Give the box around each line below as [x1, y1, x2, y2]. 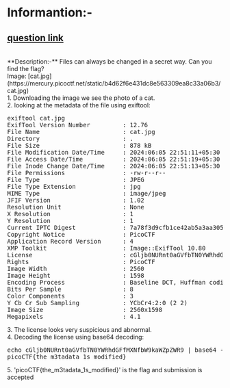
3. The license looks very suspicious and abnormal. [7, 326, 152, 333]
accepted [7, 373, 34, 381]
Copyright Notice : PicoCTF [7, 231, 155, 238]
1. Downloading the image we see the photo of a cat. [7, 94, 155, 102]
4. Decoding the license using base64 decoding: [7, 333, 144, 341]
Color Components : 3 [7, 292, 134, 300]
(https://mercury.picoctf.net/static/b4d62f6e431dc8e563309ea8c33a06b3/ [7, 79, 221, 87]
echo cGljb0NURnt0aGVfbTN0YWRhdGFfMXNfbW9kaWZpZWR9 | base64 [7, 346, 217, 354]
